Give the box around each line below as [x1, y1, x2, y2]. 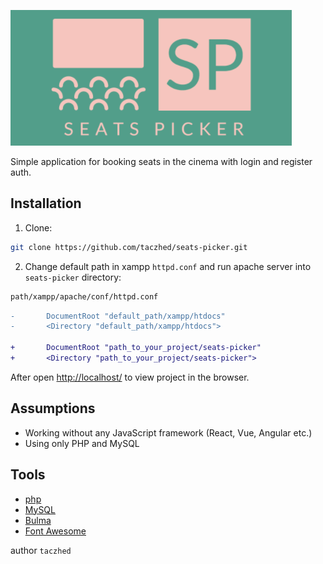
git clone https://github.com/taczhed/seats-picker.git [10, 242, 248, 252]
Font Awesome [24, 525, 87, 537]
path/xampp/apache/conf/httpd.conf [10, 291, 159, 302]
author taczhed [10, 544, 72, 556]
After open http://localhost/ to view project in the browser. [10, 371, 250, 383]
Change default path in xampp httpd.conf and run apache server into [24, 260, 312, 272]
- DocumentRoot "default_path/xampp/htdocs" [10, 311, 226, 321]
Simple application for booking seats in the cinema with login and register [10, 156, 313, 167]
